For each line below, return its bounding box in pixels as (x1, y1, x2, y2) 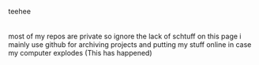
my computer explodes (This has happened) (8, 49, 152, 57)
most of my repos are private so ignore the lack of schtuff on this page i (8, 31, 242, 41)
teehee (8, 7, 32, 16)
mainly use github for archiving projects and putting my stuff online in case (8, 40, 252, 49)
